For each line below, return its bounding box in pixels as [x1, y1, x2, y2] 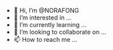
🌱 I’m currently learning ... [13, 21, 87, 28]
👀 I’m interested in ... [13, 14, 72, 22]
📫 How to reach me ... [13, 36, 77, 43]
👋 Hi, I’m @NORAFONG [13, 7, 79, 14]
